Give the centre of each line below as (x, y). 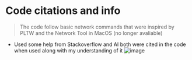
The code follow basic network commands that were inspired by (97, 27)
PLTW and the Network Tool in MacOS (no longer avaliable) (91, 33)
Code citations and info (63, 11)
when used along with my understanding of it (68, 50)
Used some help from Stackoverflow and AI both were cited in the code (100, 44)
